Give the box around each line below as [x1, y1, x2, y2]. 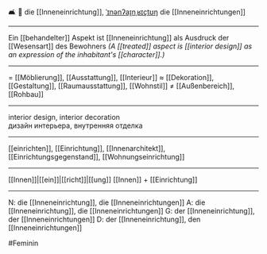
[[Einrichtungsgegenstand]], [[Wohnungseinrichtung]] [8, 152, 185, 161]
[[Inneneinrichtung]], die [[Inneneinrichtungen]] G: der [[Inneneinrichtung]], [8, 206, 256, 215]
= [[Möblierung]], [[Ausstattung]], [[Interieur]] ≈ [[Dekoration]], [8, 73, 215, 82]
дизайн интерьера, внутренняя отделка [8, 121, 143, 130]
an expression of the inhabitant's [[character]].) [8, 50, 165, 59]
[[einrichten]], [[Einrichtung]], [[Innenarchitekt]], [8, 144, 165, 153]
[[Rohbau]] [8, 90, 44, 98]
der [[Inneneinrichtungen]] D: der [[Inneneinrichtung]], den [8, 214, 201, 224]
